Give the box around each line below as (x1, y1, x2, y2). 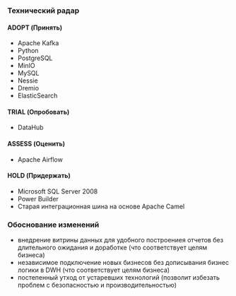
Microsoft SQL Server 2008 (17, 187, 98, 196)
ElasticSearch (17, 91, 58, 100)
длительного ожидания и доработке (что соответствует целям (17, 243, 208, 252)
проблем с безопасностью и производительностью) (17, 281, 177, 290)
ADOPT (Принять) (7, 23, 62, 32)
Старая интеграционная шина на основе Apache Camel (17, 202, 185, 211)
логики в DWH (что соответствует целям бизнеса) (17, 266, 170, 274)
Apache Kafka (17, 39, 59, 47)
